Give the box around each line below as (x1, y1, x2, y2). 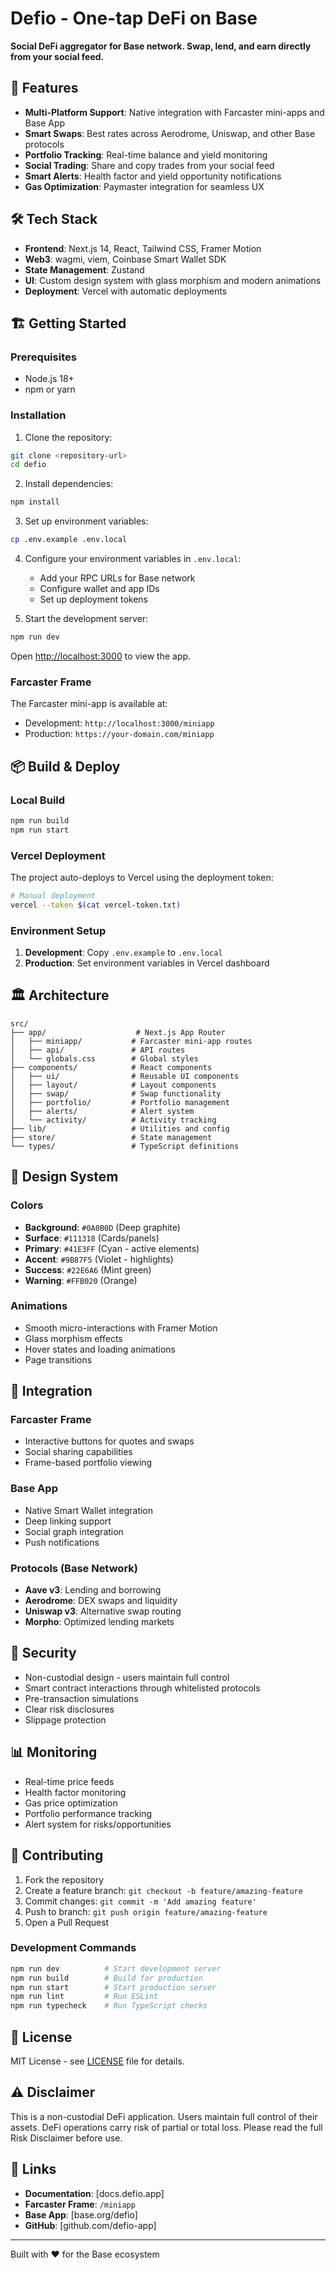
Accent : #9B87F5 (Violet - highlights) (24, 1253, 174, 1265)
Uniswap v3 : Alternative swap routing (24, 1605, 182, 1617)
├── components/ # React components (10, 1062, 213, 1072)
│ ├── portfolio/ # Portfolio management (10, 1097, 230, 1107)
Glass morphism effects (24, 1332, 123, 1344)
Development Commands (10, 1941, 137, 1955)
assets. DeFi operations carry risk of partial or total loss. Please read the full (10, 2121, 323, 2133)
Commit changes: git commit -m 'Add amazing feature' (24, 1895, 257, 1907)
